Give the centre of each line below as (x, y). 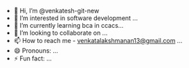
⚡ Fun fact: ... (33, 58)
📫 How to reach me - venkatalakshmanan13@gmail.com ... (98, 41)
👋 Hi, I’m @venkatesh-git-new (56, 11)
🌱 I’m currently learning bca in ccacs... (69, 25)
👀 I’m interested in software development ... (76, 18)
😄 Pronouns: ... (36, 51)
